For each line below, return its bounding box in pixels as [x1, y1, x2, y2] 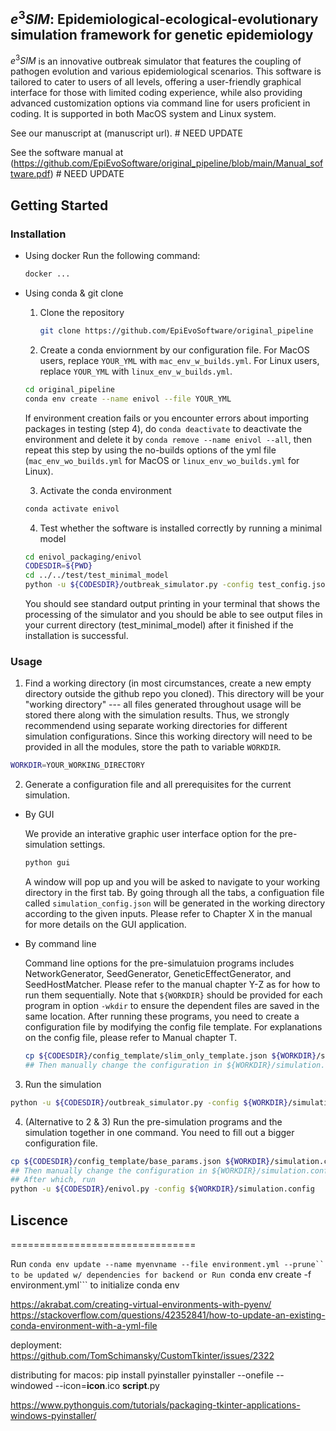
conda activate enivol [24, 504, 120, 514]
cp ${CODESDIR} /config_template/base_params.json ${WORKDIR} [10, 1156, 271, 1166]
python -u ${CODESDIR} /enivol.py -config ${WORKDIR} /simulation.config [10, 1184, 315, 1194]
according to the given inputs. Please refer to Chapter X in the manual [24, 908, 313, 920]
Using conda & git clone [24, 287, 124, 299]
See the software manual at [10, 147, 124, 159]
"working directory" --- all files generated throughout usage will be [24, 699, 302, 711]
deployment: [10, 1339, 62, 1351]
